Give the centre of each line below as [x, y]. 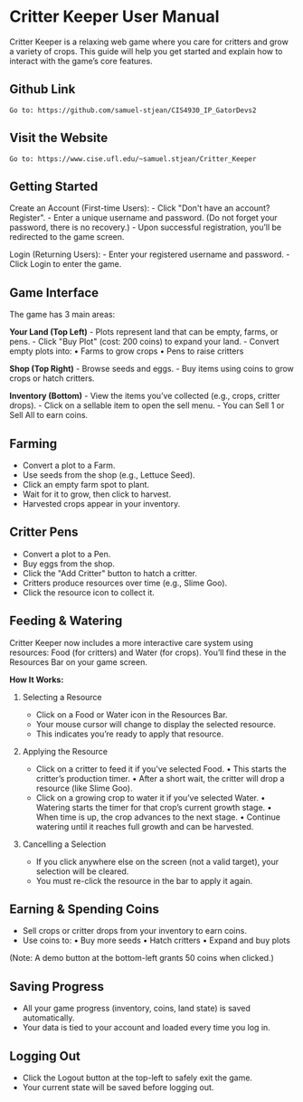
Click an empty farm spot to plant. [86, 484]
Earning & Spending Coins [85, 910]
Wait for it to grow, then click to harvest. [97, 494]
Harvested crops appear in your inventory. [101, 503]
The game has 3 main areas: [62, 315]
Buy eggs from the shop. [69, 564]
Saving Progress [57, 987]
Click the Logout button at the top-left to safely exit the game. [137, 1078]
